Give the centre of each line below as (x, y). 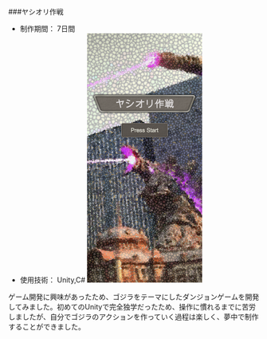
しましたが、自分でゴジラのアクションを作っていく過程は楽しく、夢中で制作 (133, 317)
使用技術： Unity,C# (53, 280)
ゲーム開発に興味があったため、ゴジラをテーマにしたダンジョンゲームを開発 (134, 297)
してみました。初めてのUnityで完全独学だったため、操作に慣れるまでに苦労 (132, 307)
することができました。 (47, 327)
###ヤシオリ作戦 (36, 12)
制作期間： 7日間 (47, 29)
